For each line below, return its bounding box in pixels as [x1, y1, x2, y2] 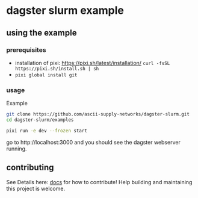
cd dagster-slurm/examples [6, 117, 74, 123]
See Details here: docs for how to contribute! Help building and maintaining [6, 178, 193, 185]
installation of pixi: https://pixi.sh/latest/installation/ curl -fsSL [14, 59, 170, 66]
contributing [6, 162, 54, 173]
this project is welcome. [6, 185, 65, 192]
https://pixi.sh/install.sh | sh [14, 66, 99, 72]
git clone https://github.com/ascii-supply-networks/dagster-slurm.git [6, 111, 190, 117]
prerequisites [6, 46, 46, 54]
